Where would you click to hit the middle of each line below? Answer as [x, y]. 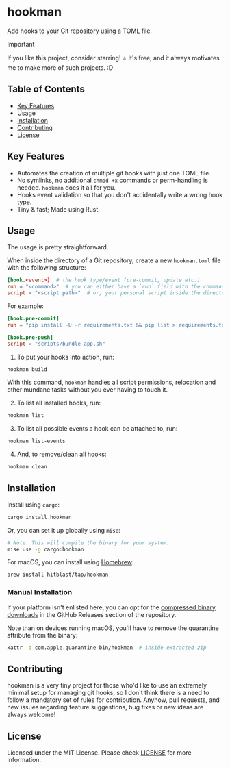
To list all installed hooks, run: [59, 403]
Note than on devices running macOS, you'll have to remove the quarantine [113, 628]
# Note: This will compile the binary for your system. [88, 543]
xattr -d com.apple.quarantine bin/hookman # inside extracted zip [107, 648]
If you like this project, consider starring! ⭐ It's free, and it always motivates [114, 58]
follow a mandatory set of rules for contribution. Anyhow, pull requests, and [114, 700]
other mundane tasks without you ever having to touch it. [88, 390]
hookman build [27, 369]
